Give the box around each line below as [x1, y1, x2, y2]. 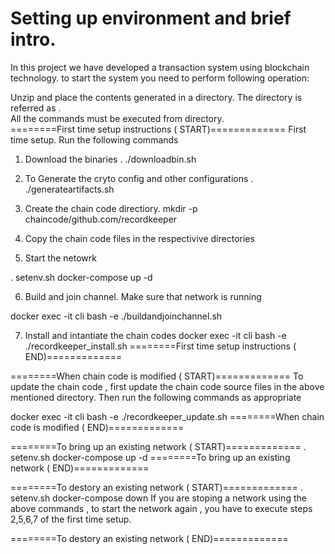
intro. [10, 28, 57, 51]
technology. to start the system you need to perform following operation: [10, 72, 310, 84]
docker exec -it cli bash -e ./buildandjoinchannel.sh [10, 310, 223, 322]
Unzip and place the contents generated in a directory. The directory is [10, 91, 303, 103]
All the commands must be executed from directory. [10, 112, 225, 124]
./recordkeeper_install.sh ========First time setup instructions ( [24, 340, 297, 352]
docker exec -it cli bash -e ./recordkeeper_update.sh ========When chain [10, 410, 325, 422]
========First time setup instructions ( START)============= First [10, 123, 307, 135]
